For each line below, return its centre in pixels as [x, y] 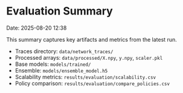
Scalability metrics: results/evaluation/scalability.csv [85, 77]
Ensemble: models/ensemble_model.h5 [61, 70]
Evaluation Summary [59, 11]
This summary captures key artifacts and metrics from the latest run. [91, 39]
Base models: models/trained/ [53, 64]
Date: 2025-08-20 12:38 [37, 28]
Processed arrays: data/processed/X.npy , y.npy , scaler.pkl [89, 57]
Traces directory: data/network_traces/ [64, 51]
